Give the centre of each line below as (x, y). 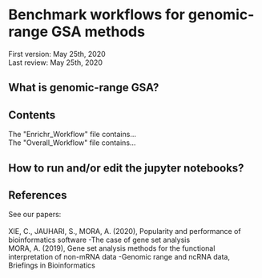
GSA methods (98, 32)
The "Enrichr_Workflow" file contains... (73, 135)
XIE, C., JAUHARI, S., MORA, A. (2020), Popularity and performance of (125, 232)
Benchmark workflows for (97, 15)
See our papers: (35, 215)
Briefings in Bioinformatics (52, 265)
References (38, 195)
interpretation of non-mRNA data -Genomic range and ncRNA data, (119, 257)
